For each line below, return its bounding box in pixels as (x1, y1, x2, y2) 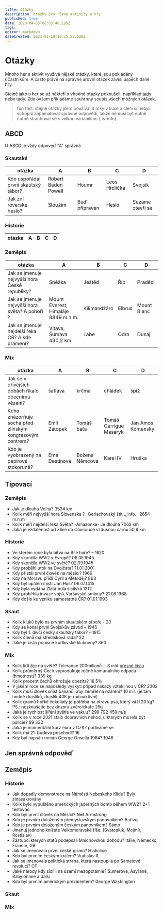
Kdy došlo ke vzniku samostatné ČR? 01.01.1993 (12, 596, 108, 602)
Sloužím (48, 201, 66, 208)
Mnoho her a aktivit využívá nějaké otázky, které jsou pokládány (5, 71, 133, 77)
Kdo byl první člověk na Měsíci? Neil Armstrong (12, 812, 107, 817)
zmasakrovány (12, 796, 42, 802)
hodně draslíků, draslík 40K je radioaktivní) (12, 694, 98, 700)
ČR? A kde (7, 334, 32, 341)
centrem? (7, 438, 29, 444)
